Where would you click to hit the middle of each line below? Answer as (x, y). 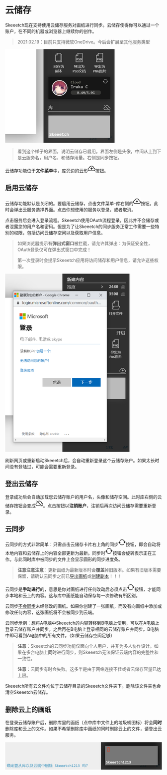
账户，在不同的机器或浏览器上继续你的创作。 (51, 31)
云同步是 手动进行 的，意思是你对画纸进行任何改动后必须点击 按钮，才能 (81, 589)
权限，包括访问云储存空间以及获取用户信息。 (59, 233)
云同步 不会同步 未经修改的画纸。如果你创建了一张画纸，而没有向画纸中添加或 (83, 606)
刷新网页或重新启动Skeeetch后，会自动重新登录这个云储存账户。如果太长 (80, 460)
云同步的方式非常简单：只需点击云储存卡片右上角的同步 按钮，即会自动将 (83, 544)
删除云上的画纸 (28, 709)
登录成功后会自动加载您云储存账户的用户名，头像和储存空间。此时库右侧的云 (83, 497)
